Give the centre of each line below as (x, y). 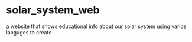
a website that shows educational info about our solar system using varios (96, 26)
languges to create (29, 32)
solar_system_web (53, 10)
